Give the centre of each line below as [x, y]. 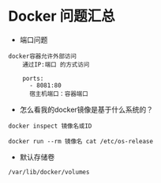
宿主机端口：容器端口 [58, 93]
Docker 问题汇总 [62, 16]
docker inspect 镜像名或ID [50, 126]
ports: [33, 78]
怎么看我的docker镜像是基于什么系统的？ [86, 109]
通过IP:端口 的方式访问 [56, 64]
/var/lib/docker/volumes [49, 172]
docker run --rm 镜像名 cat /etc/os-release [81, 141]
